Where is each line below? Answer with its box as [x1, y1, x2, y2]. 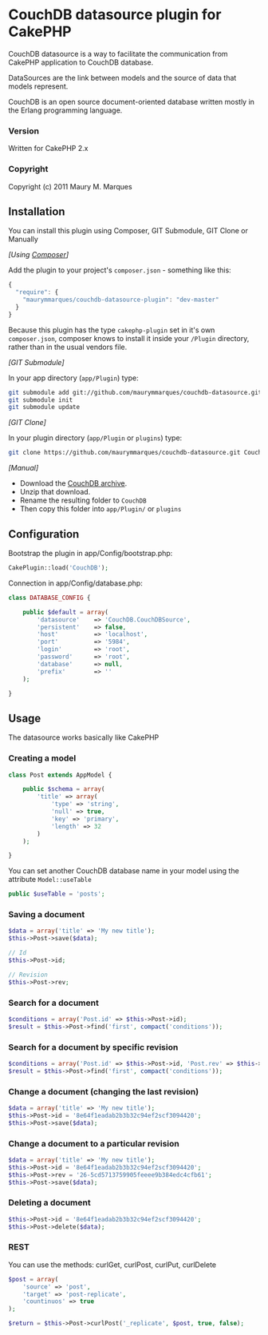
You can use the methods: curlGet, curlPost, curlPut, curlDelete [8, 1260, 217, 1269]
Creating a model [8, 753, 77, 764]
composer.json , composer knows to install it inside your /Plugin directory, [8, 333, 250, 343]
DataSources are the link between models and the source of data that [8, 73, 237, 82]
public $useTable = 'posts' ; [8, 890, 105, 898]
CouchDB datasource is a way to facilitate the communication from [8, 49, 229, 58]
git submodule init [8, 395, 73, 404]
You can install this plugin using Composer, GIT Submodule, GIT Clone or [8, 226, 249, 236]
